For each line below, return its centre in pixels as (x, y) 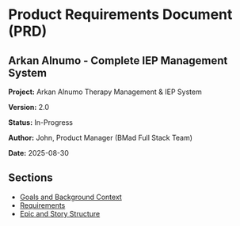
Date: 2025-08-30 (39, 153)
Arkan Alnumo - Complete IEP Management (118, 60)
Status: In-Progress (41, 122)
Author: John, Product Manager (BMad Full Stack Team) (100, 137)
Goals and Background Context (71, 197)
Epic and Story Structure (60, 213)
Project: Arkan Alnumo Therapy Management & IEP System (105, 92)
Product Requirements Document (120, 15)
